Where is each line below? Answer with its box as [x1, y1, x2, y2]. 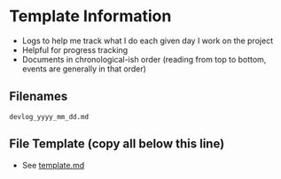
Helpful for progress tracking [21, 44, 129, 55]
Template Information [9, 6, 172, 26]
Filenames [9, 89, 68, 104]
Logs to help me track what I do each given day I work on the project [21, 35, 274, 46]
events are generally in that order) [21, 63, 146, 74]
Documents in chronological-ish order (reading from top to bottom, [21, 54, 267, 64]
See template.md [21, 160, 85, 170]
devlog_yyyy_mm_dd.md [9, 112, 90, 121]
